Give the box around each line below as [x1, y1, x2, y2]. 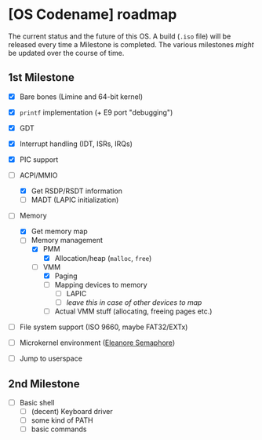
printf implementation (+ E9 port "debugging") [19, 108, 173, 117]
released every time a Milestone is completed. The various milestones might [8, 39, 254, 49]
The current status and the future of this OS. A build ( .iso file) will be [8, 31, 231, 41]
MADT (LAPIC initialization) [31, 195, 119, 205]
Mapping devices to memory [54, 280, 147, 289]
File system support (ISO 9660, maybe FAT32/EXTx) [19, 322, 188, 332]
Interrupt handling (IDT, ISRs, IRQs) [19, 139, 133, 148]
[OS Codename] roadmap [8, 5, 177, 24]
